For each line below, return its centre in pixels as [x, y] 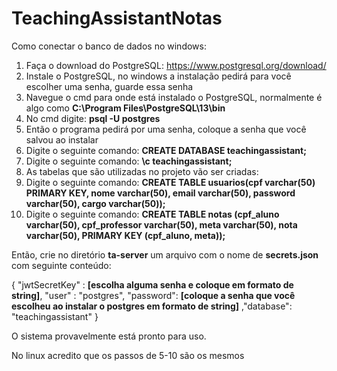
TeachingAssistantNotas [117, 18]
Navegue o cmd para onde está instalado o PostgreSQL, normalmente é [174, 97]
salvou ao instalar [62, 139]
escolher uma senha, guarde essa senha [109, 86]
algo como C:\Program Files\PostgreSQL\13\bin [125, 108]
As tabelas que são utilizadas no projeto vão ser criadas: [142, 171]
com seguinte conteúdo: [61, 265]
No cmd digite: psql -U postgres [93, 118]
